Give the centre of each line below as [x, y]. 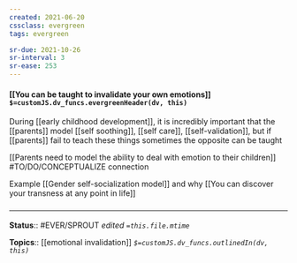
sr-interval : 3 [37, 58]
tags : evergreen [39, 34]
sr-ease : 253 [33, 66]
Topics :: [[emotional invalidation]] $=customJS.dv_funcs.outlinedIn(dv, [139, 242]
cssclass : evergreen [47, 26]
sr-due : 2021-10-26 [45, 49]
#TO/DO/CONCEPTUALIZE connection [79, 167]
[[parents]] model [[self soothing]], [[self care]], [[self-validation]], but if [141, 131]
